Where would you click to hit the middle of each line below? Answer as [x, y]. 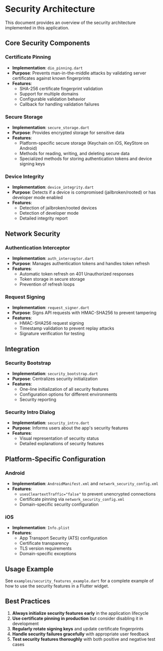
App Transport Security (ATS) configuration [63, 538]
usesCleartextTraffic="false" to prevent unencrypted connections [87, 494]
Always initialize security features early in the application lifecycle [80, 613]
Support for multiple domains [49, 93]
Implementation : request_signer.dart [51, 308]
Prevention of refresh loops [47, 284]
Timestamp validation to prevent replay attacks [67, 328]
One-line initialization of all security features [64, 389]
